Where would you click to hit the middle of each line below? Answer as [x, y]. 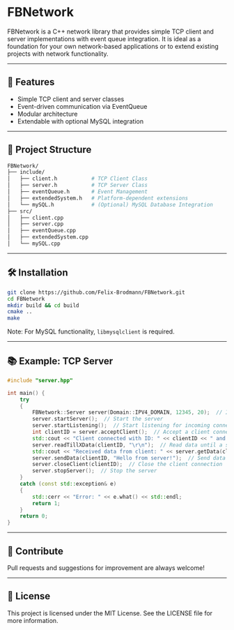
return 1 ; [46, 503]
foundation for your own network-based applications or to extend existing [113, 46]
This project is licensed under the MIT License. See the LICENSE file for [110, 613]
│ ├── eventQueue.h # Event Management [78, 192]
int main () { [26, 393]
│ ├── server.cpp [36, 224]
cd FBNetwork [26, 299]
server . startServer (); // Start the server [98, 419]
